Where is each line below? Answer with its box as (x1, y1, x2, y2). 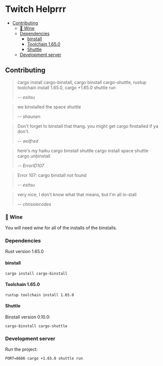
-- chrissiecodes (17, 201, 52, 207)
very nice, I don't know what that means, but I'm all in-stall (17, 191, 137, 197)
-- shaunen (17, 113, 41, 119)
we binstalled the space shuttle (17, 103, 81, 110)
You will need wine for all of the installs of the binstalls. (5, 225, 117, 231)
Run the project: (5, 347, 38, 353)
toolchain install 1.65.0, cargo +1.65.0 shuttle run (17, 85, 116, 91)
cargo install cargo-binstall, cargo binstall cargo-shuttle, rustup (17, 79, 147, 85)
